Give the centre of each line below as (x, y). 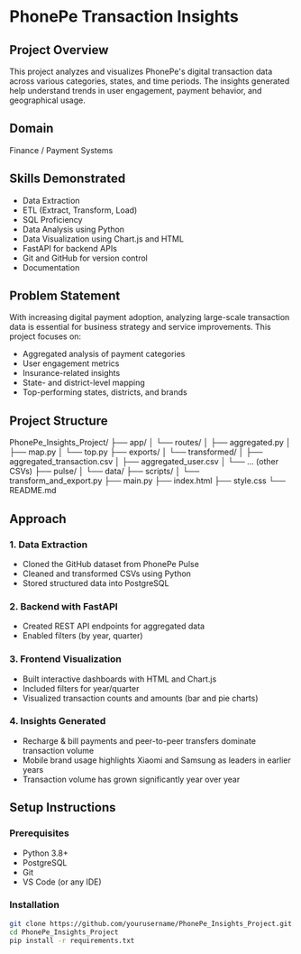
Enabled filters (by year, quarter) (82, 636)
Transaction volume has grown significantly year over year (131, 779)
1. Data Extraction (49, 545)
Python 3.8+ (46, 853)
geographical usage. (47, 100)
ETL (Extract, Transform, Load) (80, 210)
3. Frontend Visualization (65, 659)
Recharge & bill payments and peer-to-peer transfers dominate (139, 740)
